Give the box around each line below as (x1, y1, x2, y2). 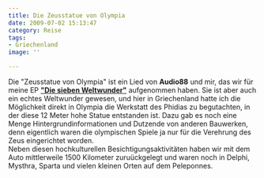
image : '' (8, 48, 41, 56)
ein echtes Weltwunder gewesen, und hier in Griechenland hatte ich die (8, 94, 241, 103)
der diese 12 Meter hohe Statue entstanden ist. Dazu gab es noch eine (8, 111, 237, 119)
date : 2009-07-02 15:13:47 (8, 19, 97, 27)
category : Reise (8, 26, 62, 34)
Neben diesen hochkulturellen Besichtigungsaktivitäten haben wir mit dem (8, 144, 251, 153)
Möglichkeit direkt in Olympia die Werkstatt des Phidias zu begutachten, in (8, 102, 251, 112)
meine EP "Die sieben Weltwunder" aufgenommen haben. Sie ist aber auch (8, 85, 257, 95)
